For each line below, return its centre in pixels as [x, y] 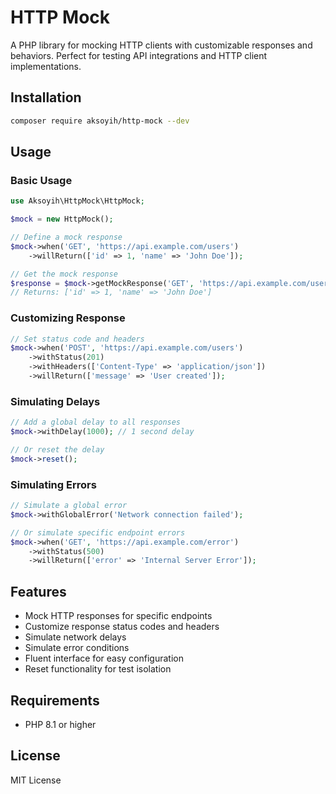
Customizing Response [68, 318]
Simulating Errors [53, 484]
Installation [46, 97]
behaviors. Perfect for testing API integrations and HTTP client [139, 55]
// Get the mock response [64, 274]
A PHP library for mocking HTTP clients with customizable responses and [161, 45]
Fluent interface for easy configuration [104, 658]
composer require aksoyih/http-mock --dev [100, 121]
